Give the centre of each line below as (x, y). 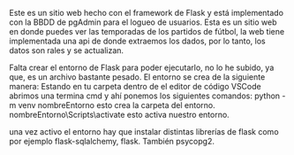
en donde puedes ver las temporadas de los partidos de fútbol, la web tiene (147, 31)
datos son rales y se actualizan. (67, 50)
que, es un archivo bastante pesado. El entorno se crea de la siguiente (137, 77)
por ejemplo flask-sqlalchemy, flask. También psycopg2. (112, 141)
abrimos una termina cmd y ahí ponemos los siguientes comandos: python (145, 96)
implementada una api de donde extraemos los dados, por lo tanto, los (138, 41)
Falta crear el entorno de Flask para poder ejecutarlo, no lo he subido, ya (142, 67)
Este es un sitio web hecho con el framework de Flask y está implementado (147, 13)
